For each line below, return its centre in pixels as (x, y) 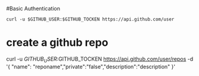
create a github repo (57, 43)
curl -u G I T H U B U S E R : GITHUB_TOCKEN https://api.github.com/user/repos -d (100, 60)
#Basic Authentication (33, 9)
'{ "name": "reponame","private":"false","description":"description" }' (91, 67)
